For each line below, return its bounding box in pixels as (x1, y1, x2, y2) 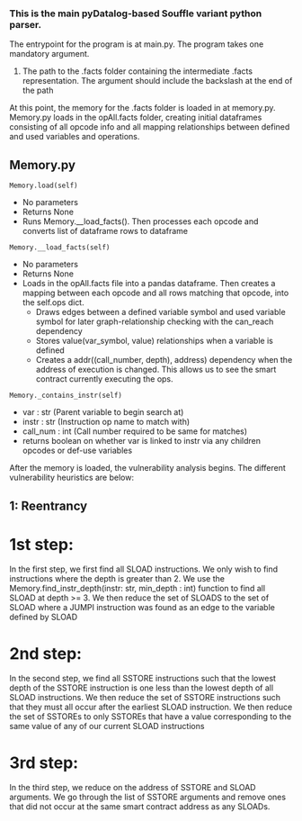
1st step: (9, 534, 74, 555)
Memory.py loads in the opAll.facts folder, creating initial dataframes (9, 112, 262, 123)
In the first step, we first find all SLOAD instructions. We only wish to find (9, 564, 279, 574)
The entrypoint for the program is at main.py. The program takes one (9, 39, 264, 50)
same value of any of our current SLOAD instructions (9, 721, 205, 732)
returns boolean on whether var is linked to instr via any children (22, 436, 261, 447)
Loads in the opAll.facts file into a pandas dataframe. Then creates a (22, 278, 276, 289)
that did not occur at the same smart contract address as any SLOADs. (9, 801, 271, 812)
